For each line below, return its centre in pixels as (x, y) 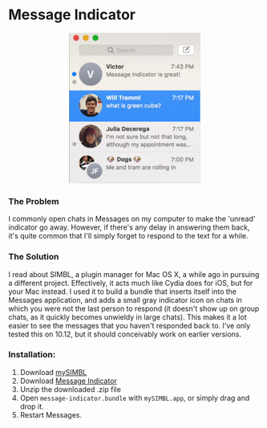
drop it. (32, 406)
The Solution (34, 257)
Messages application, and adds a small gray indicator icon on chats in (125, 300)
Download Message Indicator (69, 381)
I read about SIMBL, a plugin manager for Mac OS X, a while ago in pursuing (134, 274)
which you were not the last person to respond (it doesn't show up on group (134, 308)
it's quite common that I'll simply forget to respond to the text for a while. (128, 236)
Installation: (32, 355)
